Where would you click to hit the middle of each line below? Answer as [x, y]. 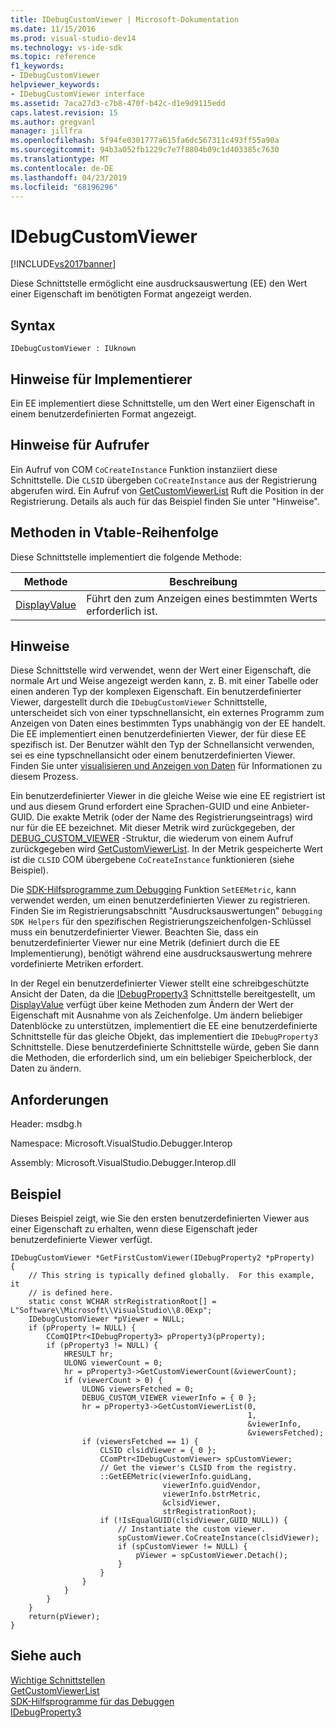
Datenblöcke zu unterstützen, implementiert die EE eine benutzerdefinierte [164, 1026]
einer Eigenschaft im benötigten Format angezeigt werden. [131, 294]
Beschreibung [203, 581]
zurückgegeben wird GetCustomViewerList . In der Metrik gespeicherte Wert [167, 849]
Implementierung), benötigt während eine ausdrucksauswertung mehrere [161, 953]
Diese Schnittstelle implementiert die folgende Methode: [126, 557]
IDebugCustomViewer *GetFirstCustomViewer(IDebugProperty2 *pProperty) [162, 1258]
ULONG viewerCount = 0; [113, 1363]
